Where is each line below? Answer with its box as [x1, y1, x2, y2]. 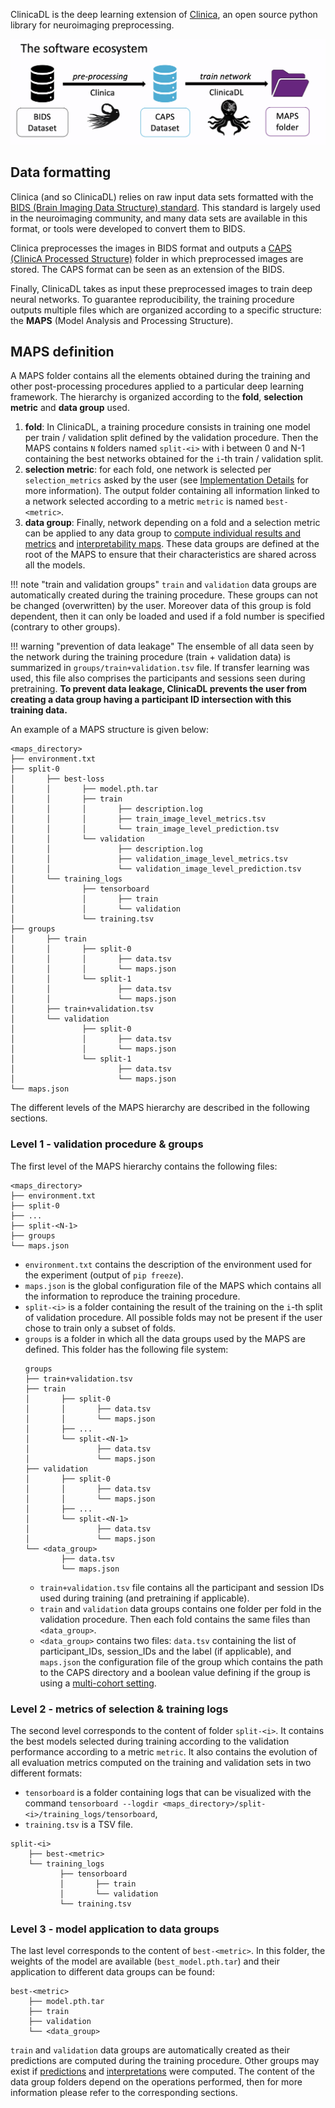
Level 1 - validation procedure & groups [10, 1137, 204, 1151]
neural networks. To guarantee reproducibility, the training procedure [10, 293, 295, 305]
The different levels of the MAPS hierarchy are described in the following [10, 1102, 310, 1114]
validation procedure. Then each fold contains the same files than [39, 1613, 311, 1625]
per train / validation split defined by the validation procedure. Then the [24, 432, 319, 444]
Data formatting [10, 164, 112, 181]
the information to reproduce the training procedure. [24, 1290, 241, 1302]
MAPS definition [10, 344, 115, 361]
